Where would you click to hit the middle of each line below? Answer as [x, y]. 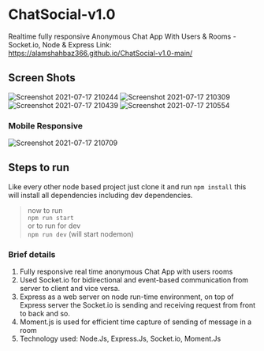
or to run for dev [54, 226]
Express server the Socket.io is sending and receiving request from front [138, 305]
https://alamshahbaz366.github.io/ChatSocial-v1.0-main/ [100, 53]
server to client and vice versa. [70, 289]
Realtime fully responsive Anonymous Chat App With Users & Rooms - [122, 36]
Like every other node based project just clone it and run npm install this [127, 186]
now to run [45, 210]
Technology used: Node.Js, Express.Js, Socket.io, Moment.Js [120, 339]
